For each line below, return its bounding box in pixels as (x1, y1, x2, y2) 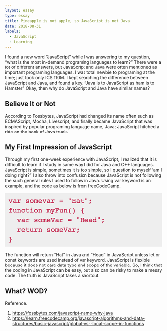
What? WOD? (5, 287, 48, 295)
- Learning (9, 40, 32, 45)
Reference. (5, 300, 28, 306)
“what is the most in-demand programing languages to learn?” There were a (5, 59, 162, 65)
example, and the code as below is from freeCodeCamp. (5, 183, 121, 189)
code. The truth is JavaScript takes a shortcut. (5, 273, 100, 279)
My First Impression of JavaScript (5, 143, 112, 151)
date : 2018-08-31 (5, 24, 41, 29)
